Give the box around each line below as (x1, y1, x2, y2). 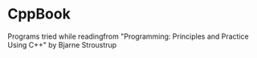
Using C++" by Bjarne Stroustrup (7, 39, 117, 49)
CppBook (7, 5, 71, 23)
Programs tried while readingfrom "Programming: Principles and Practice (7, 31, 250, 41)
